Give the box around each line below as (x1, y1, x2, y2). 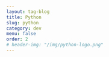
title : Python (6, 14, 42, 20)
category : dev (6, 25, 42, 31)
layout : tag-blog (6, 8, 50, 15)
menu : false (6, 31, 36, 37)
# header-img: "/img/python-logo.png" (6, 42, 104, 48)
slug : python (6, 20, 39, 26)
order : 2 (6, 36, 28, 42)
